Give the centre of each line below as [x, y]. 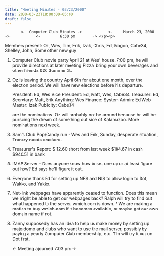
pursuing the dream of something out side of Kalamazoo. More [75, 120]
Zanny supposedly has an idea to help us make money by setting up [81, 224]
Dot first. [21, 239]
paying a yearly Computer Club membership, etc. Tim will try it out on [82, 234]
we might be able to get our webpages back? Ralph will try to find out [82, 198]
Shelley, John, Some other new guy [41, 51]
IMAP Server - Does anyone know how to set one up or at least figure [82, 164]
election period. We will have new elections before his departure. [78, 85]
